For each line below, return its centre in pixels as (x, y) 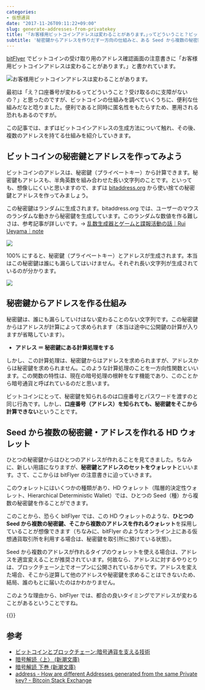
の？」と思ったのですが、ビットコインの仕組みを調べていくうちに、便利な (100, 99)
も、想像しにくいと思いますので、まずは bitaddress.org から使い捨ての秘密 (101, 187)
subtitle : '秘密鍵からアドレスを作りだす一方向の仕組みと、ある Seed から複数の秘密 (102, 40)
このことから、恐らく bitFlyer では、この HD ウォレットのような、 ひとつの (100, 516)
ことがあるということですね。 (44, 603)
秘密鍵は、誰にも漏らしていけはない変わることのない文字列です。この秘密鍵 (102, 319)
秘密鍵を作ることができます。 (54, 503)
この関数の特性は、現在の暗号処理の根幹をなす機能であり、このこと (107, 375)
